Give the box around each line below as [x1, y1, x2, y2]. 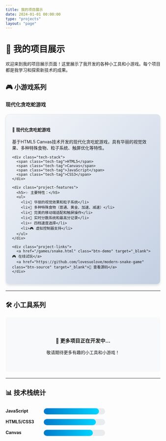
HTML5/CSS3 [5, 418, 34, 424]
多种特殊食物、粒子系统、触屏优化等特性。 [20, 145, 107, 151]
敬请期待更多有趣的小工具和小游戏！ [46, 349, 120, 355]
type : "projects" [5, 16, 41, 21]
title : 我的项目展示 [5, 7, 43, 12]
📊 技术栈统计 [5, 388, 46, 397]
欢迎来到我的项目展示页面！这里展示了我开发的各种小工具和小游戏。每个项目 [5, 61, 161, 67]
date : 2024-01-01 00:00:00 [5, 12, 61, 17]
